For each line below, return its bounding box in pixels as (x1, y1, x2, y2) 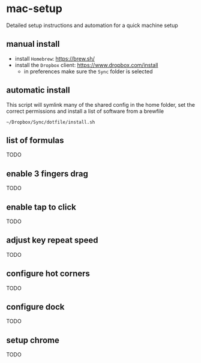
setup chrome (6, 335, 60, 345)
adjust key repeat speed (6, 235, 98, 245)
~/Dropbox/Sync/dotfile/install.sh (6, 119, 95, 125)
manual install (6, 39, 60, 49)
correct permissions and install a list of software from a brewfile (6, 107, 164, 115)
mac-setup (6, 2, 63, 16)
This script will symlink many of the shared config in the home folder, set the (6, 101, 195, 108)
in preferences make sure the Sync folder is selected (23, 68, 153, 75)
